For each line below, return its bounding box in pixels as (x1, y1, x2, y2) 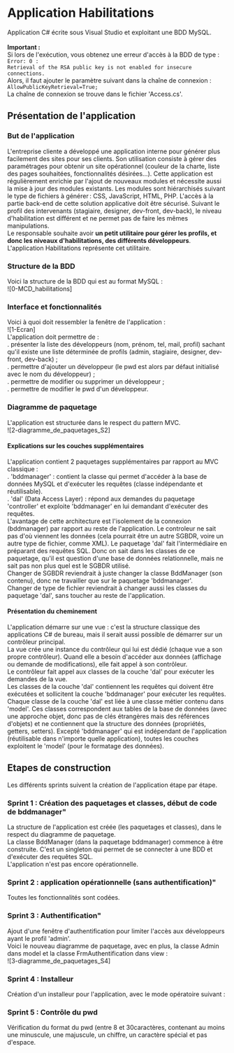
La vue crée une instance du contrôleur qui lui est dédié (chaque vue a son (7, 645, 223, 653)
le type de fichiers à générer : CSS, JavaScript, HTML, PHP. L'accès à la (7, 191, 214, 200)
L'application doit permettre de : (7, 333, 99, 341)
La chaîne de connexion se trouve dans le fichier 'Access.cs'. (7, 90, 183, 98)
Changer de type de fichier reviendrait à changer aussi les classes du (7, 583, 207, 592)
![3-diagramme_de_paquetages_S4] (7, 956, 111, 965)
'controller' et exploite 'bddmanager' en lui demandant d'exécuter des (7, 502, 208, 510)
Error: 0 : (7, 57, 39, 64)
